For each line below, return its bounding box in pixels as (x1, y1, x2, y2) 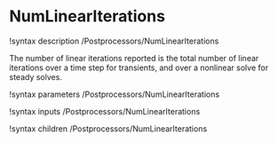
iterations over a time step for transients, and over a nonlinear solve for (9, 62, 269, 73)
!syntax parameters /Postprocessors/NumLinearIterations (9, 89, 220, 99)
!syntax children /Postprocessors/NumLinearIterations (9, 123, 208, 134)
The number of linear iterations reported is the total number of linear (9, 52, 259, 63)
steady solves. (9, 71, 62, 82)
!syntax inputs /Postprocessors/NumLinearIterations (9, 106, 201, 116)
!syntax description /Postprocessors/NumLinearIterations (9, 36, 219, 46)
